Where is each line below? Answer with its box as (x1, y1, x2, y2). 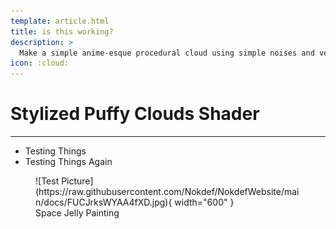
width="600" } (174, 196, 235, 209)
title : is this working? (10, 26, 114, 37)
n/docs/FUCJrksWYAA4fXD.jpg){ (35, 196, 173, 209)
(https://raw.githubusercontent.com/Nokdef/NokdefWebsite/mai (35, 186, 300, 198)
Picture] (61, 175, 94, 187)
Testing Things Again (24, 156, 113, 168)
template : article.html (10, 16, 110, 26)
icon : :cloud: (10, 58, 70, 69)
